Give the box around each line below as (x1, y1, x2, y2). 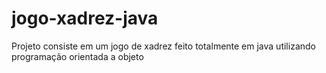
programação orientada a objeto (11, 50, 144, 62)
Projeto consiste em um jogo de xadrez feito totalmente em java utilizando (11, 40, 316, 52)
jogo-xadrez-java (11, 7, 159, 30)
